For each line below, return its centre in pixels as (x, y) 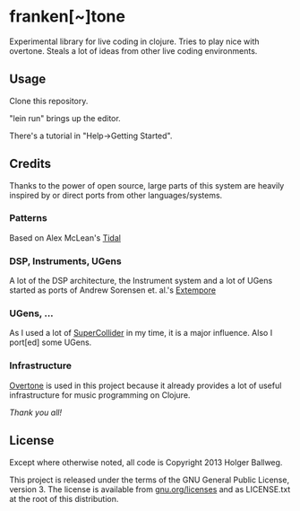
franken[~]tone (67, 17)
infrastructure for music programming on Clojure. (100, 395)
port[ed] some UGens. (51, 342)
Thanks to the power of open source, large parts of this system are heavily (147, 185)
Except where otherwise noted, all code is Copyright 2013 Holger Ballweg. (146, 462)
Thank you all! (36, 412)
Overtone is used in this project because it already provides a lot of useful (146, 385)
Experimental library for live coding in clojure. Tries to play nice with (134, 41)
